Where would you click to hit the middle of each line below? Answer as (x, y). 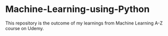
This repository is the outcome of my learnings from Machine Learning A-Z (84, 23)
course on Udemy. (25, 28)
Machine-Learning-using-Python (77, 9)
